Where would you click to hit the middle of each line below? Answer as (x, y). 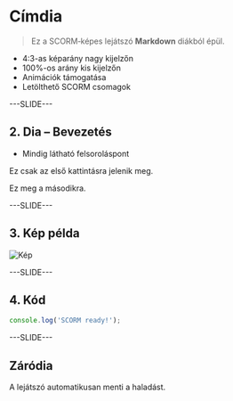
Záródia (31, 366)
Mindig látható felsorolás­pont (76, 153)
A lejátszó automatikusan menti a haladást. (88, 387)
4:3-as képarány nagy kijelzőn (77, 58)
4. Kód (28, 300)
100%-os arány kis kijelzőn (72, 68)
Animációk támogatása (64, 77)
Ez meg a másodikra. (48, 188)
